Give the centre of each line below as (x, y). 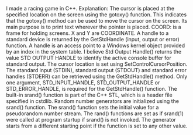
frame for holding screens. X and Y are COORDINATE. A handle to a (87, 33)
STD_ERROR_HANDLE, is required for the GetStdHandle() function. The (92, 89)
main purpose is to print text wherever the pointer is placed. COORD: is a (94, 27)
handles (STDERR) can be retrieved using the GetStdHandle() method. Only (97, 76)
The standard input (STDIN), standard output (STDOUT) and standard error (96, 70)
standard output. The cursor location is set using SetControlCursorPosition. (97, 64)
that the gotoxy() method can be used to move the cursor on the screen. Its (97, 21)
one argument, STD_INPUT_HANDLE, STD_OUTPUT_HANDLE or (83, 83)
